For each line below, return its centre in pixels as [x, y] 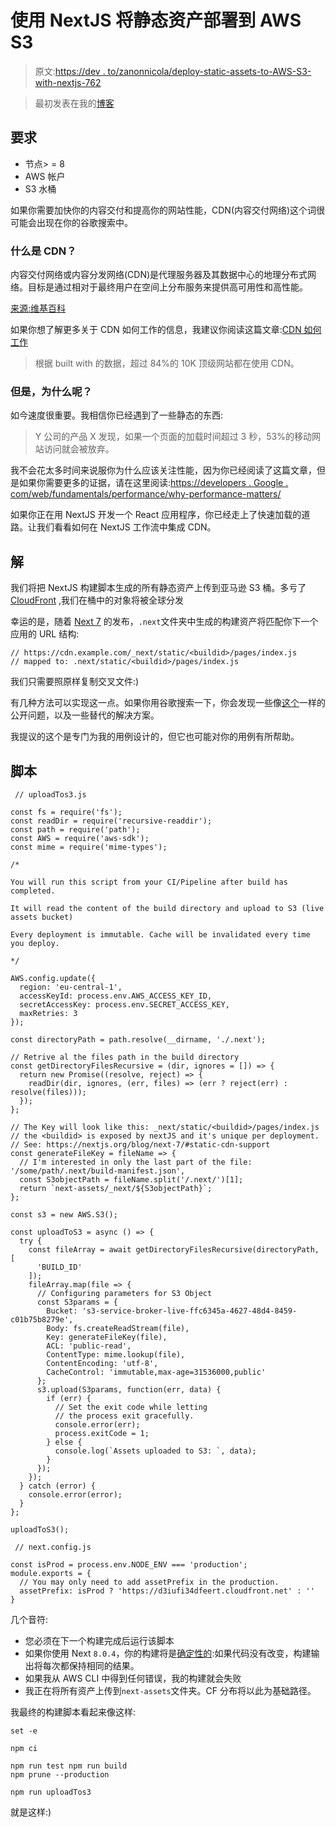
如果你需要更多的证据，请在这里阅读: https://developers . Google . [153, 483]
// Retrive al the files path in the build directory [125, 1057]
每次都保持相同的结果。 [91, 1665]
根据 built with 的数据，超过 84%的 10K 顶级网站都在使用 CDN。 [167, 363]
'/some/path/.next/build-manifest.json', [98, 1171]
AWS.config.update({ [53, 978]
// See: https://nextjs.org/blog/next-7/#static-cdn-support [140, 1144]
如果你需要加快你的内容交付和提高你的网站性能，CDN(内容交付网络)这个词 [163, 210]
